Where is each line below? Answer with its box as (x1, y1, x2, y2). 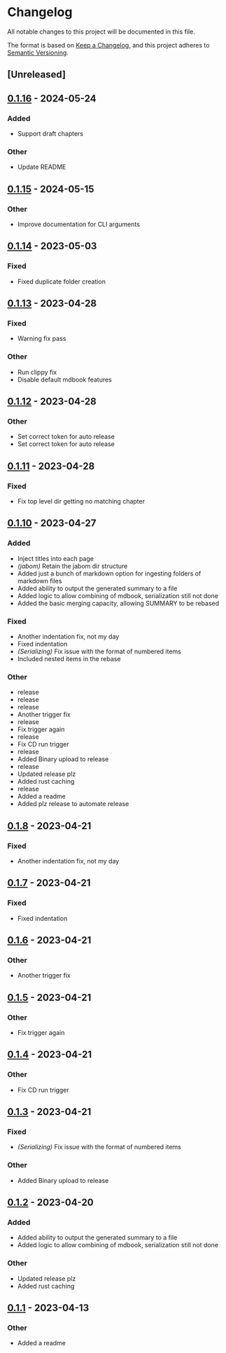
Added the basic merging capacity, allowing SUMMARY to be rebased (17, 599, 220, 607)
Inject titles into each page (17, 554, 94, 562)
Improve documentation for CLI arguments (17, 220, 140, 228)
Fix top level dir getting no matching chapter (17, 497, 146, 506)
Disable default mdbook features (17, 375, 112, 384)
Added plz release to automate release (17, 800, 129, 808)
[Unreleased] (7, 69, 66, 81)
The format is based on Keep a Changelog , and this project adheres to (7, 41, 210, 49)
